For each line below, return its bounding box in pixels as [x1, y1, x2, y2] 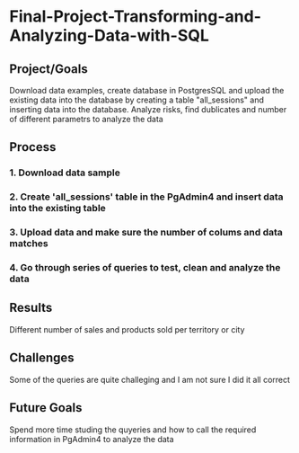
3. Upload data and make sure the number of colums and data [9, 226, 283, 239]
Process [9, 139, 57, 155]
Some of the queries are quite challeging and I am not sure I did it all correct [9, 374, 290, 385]
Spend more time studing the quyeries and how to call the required [9, 424, 257, 435]
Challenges [9, 351, 75, 366]
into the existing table [9, 202, 106, 215]
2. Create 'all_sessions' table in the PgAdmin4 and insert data [9, 191, 285, 203]
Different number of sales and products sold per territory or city [9, 324, 245, 334]
